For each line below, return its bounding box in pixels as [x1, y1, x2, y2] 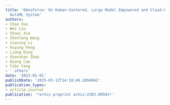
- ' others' [5, 69, 30, 74]
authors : [5, 17, 24, 22]
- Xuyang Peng [5, 45, 35, 50]
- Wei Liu [5, 26, 26, 31]
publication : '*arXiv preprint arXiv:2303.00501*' [5, 92, 114, 97]
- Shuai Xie [5, 31, 30, 36]
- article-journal [5, 87, 44, 92]
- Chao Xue [5, 21, 28, 27]
